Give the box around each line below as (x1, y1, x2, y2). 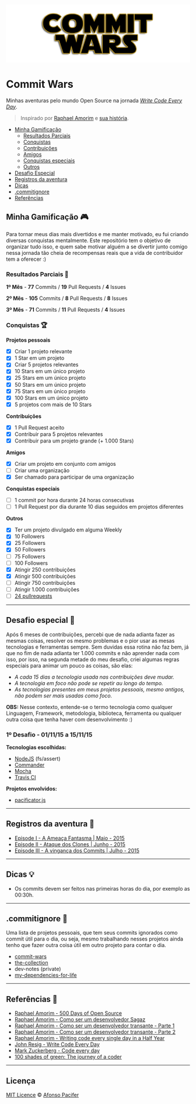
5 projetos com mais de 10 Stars (14, 401, 92, 408)
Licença (6, 1076, 36, 1086)
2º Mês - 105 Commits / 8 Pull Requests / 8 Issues (6, 295, 128, 302)
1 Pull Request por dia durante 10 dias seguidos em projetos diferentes (14, 503, 184, 510)
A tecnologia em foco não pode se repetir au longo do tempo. (14, 679, 163, 687)
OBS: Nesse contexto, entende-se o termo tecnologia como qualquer (6, 703, 173, 710)
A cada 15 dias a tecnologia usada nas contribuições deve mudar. (14, 673, 174, 680)
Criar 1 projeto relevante (14, 348, 72, 355)
